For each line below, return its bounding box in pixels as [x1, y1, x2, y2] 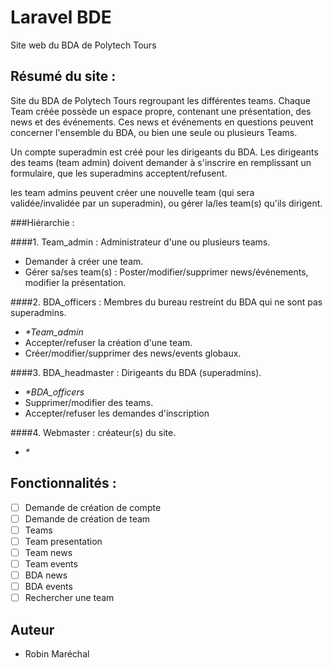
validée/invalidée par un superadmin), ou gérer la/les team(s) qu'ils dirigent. [10, 197, 323, 209]
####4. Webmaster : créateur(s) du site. [10, 426, 177, 438]
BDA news [24, 569, 68, 581]
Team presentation [24, 535, 103, 547]
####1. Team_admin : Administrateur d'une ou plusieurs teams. [10, 236, 271, 248]
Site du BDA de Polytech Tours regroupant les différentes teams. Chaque [10, 94, 311, 106]
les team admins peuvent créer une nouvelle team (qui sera [10, 186, 255, 198]
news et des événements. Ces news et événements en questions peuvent [10, 116, 314, 128]
